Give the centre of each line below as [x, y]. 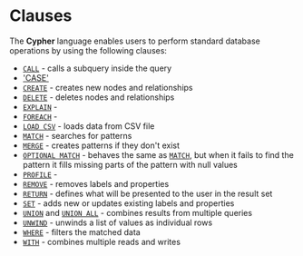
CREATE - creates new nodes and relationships [108, 87]
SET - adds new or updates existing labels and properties [128, 203]
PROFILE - [40, 174]
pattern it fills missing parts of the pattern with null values [130, 164]
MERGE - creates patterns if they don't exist [101, 145]
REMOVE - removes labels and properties [96, 183]
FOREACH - [40, 116]
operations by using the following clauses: [88, 50]
